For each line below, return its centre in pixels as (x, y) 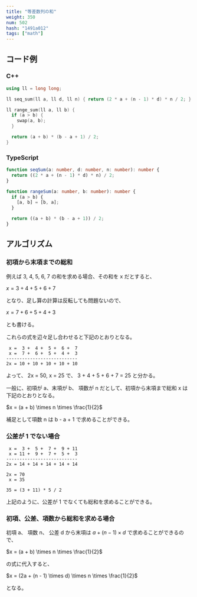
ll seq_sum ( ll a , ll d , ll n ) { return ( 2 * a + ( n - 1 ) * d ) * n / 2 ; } (99, 99)
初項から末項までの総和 (39, 262)
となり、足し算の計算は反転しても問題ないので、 (65, 300)
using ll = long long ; (34, 88)
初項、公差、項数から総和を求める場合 (60, 518)
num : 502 (17, 22)
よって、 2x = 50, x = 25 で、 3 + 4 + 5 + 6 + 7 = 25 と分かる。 (82, 375)
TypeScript (22, 157)
